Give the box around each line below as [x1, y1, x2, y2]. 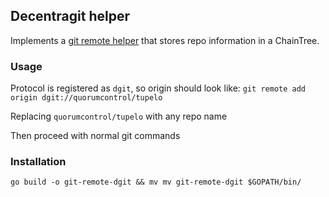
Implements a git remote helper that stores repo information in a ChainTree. [10, 34, 320, 46]
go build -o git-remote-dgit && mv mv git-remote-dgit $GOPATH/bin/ [10, 177, 302, 188]
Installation [10, 155, 67, 169]
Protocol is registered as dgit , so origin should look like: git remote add [10, 82, 307, 94]
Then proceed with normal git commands [10, 130, 181, 142]
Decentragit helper [10, 8, 130, 25]
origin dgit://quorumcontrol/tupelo [10, 93, 163, 103]
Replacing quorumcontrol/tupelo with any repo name [10, 110, 228, 123]
